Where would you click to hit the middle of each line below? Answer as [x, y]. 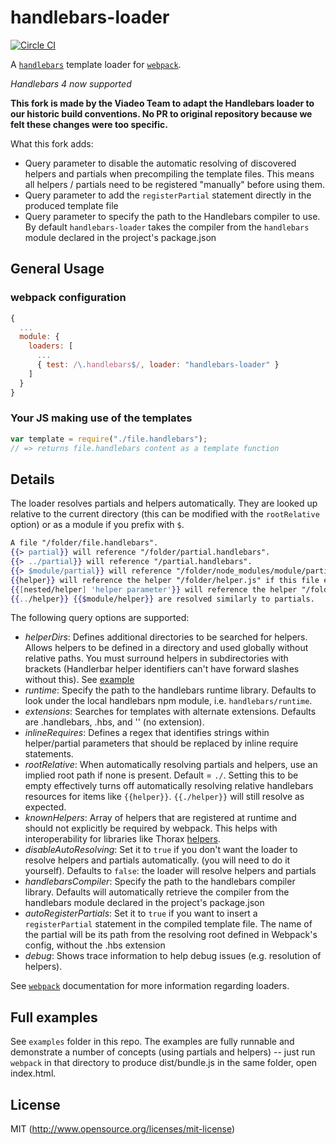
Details [32, 479]
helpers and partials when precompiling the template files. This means [169, 173]
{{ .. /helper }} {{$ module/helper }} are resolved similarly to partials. [162, 599]
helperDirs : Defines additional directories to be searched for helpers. [166, 637]
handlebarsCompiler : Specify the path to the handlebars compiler [160, 882]
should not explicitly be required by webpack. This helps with [151, 828]
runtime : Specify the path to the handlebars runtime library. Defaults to [170, 690]
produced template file [71, 205]
